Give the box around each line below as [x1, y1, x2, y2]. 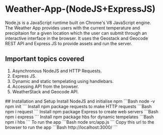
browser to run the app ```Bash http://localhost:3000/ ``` [5, 124, 118, 130]
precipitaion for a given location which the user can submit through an [5, 30, 147, 36]
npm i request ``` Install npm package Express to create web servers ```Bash [5, 108, 159, 114]
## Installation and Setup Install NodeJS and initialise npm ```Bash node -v [5, 98, 155, 104]
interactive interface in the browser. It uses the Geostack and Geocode [5, 35, 148, 41]
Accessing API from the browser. [12, 83, 79, 89]
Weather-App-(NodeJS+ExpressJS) [5, 3, 156, 15]
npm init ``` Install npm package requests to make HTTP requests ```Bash [5, 103, 152, 109]
